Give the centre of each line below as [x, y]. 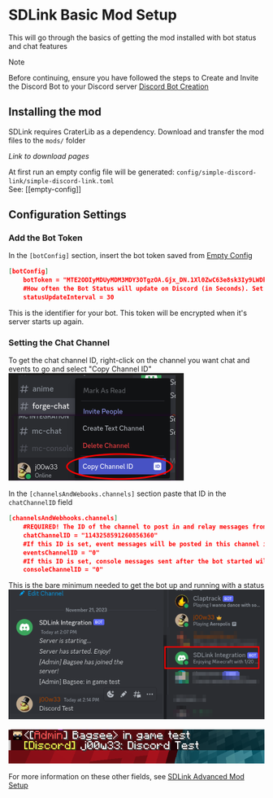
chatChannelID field [41, 502]
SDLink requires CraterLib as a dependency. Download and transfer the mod [136, 131]
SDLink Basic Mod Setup [93, 15]
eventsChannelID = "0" [61, 552]
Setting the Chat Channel [59, 342]
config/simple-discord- [217, 173]
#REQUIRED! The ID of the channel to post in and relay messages [136, 527]
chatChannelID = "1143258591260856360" [91, 535]
